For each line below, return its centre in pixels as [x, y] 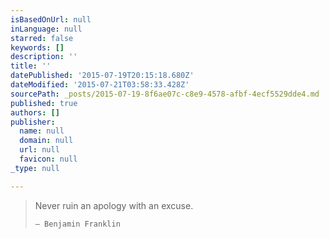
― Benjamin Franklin [77, 224]
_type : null [35, 168]
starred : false [42, 38]
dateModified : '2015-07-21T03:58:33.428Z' [100, 85]
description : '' [44, 57]
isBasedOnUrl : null [51, 19]
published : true [44, 103]
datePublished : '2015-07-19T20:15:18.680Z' [102, 76]
